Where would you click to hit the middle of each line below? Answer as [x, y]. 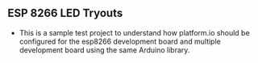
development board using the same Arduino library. [104, 50]
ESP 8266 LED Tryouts [65, 13]
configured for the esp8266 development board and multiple [120, 41]
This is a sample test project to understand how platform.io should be [135, 32]
